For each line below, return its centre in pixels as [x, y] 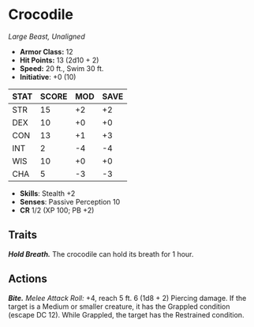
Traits [23, 235]
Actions [28, 279]
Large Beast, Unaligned [47, 36]
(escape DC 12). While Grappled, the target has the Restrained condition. [126, 314]
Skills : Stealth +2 [47, 193]
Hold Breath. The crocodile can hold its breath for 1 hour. [101, 254]
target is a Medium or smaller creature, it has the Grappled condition [119, 306]
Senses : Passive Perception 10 [70, 201]
